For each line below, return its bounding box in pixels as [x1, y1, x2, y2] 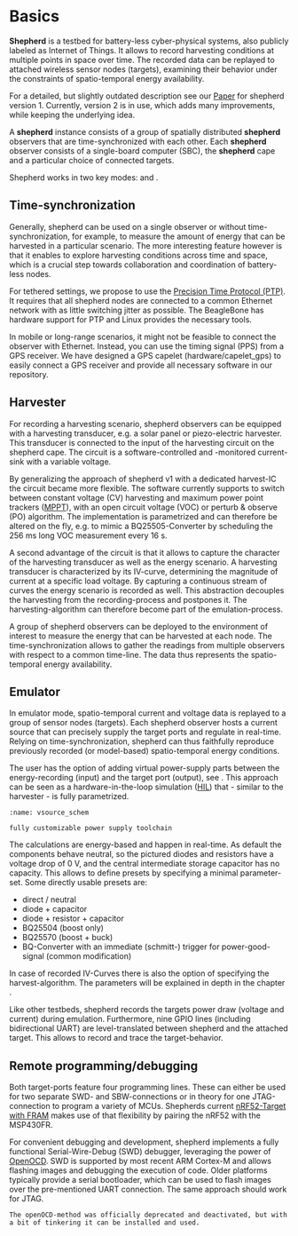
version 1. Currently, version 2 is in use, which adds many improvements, [9, 99, 276, 110]
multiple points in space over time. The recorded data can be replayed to [9, 54, 275, 65]
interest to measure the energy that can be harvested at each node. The [9, 630, 272, 641]
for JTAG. [9, 1193, 44, 1204]
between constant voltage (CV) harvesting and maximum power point [9, 492, 264, 503]
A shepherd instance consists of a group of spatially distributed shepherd [9, 126, 281, 137]
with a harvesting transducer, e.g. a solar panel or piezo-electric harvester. [9, 428, 282, 439]
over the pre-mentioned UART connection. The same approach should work [9, 1184, 287, 1195]
